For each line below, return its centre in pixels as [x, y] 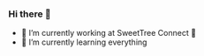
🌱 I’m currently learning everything [84, 42]
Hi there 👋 [30, 14]
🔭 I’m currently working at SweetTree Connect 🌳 [108, 33]
